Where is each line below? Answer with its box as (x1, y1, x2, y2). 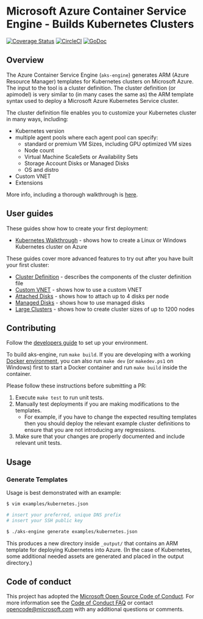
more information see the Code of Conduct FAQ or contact (6, 599, 154, 607)
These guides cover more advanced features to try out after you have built (6, 255, 194, 262)
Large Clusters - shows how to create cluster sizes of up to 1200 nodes (15, 305, 195, 313)
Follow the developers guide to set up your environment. (6, 339, 148, 347)
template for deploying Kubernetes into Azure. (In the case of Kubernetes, (6, 546, 192, 553)
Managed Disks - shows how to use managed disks (15, 299, 145, 306)
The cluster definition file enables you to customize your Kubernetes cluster (6, 108, 197, 116)
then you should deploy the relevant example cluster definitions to (24, 420, 191, 427)
